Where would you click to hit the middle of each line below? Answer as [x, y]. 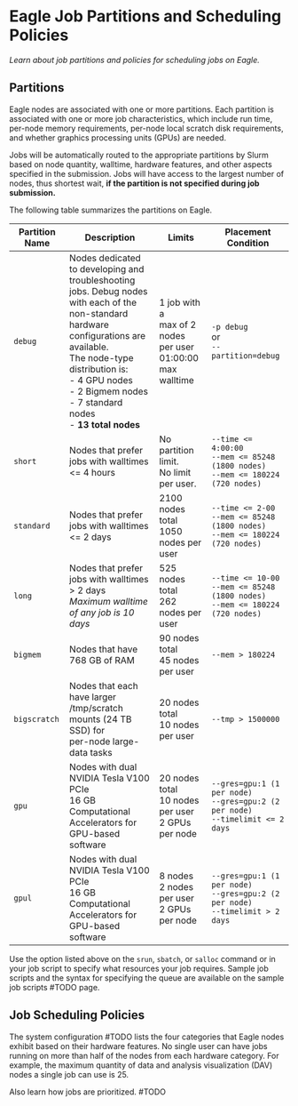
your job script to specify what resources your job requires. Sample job [139, 968]
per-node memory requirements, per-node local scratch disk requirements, [146, 128]
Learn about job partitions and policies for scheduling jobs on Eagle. [134, 60]
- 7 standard [96, 402]
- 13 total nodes [105, 424]
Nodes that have [104, 649]
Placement [248, 231]
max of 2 [178, 325]
